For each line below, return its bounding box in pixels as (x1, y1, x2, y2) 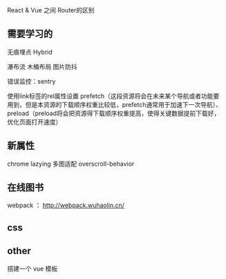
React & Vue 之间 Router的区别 (7, 6, 95, 14)
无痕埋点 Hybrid (7, 48, 53, 56)
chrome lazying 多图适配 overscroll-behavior (7, 160, 135, 168)
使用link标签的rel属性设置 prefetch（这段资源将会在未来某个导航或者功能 (7, 92, 214, 100)
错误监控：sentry (7, 77, 56, 85)
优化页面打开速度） (7, 117, 62, 126)
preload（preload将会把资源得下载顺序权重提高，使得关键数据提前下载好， (7, 109, 220, 117)
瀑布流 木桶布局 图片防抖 (7, 62, 77, 70)
